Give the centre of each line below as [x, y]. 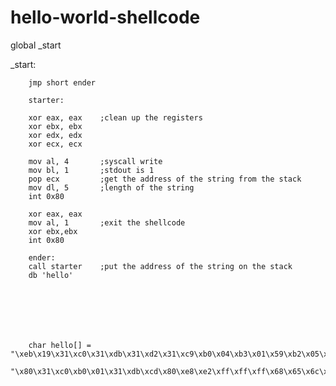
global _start [36, 45]
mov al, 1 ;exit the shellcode [107, 222]
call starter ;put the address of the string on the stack [160, 266]
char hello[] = [60, 345]
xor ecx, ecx [55, 144]
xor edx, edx [55, 135]
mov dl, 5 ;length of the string [111, 187]
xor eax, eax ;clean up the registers [115, 117]
